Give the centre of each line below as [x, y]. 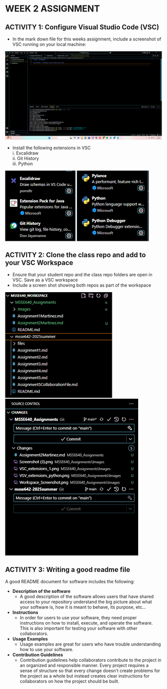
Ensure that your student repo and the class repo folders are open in [82, 275]
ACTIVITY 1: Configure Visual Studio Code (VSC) [82, 27]
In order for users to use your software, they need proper [78, 618]
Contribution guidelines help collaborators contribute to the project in [90, 660]
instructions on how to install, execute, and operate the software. [86, 623]
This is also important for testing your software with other [79, 628]
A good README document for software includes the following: [70, 582]
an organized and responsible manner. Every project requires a [84, 666]
